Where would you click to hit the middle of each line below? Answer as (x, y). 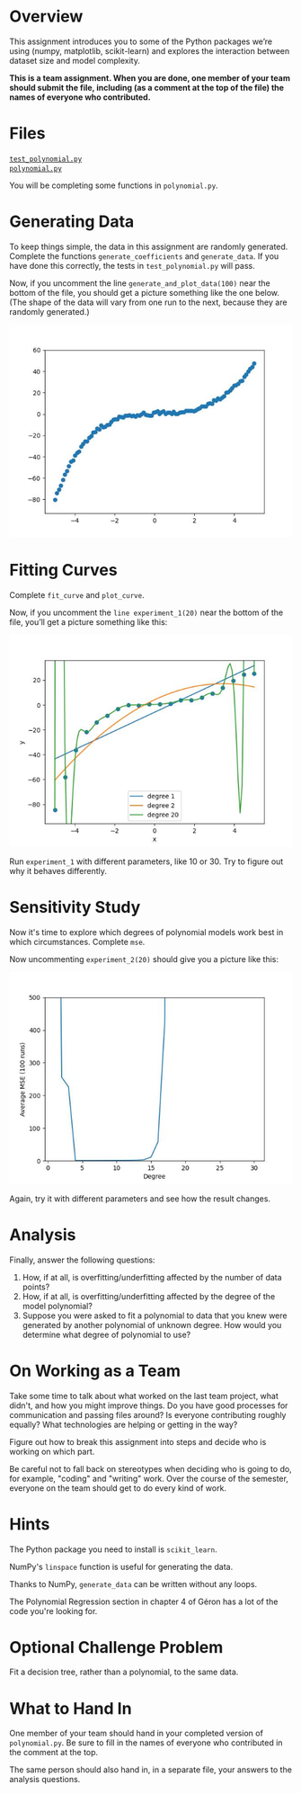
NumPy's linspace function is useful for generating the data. (121, 1566)
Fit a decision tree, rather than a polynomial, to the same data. (124, 1672)
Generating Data (72, 222)
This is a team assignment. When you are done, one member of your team (150, 77)
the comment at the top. (54, 1753)
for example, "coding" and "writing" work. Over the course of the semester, (149, 1478)
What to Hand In (71, 1708)
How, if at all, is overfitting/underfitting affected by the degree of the (149, 1296)
